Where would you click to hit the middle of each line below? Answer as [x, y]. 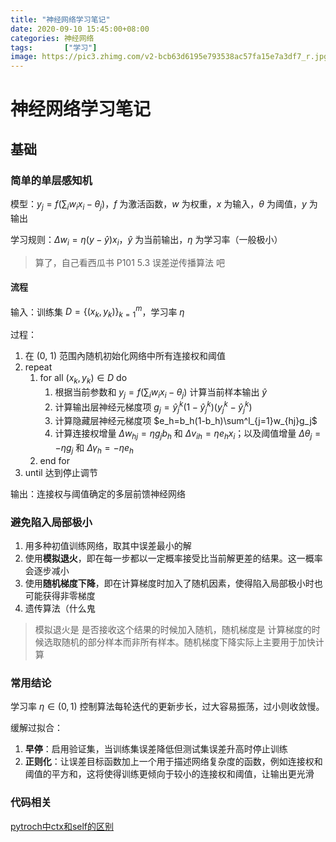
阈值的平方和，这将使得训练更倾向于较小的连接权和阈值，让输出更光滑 [169, 774]
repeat [38, 367]
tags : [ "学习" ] [54, 47]
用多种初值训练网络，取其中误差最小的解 [108, 546]
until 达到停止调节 [61, 472]
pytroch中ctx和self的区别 [62, 826]
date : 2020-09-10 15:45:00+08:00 [80, 29]
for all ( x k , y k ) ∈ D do [83, 379]
